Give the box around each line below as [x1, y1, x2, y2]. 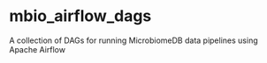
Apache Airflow [9, 44, 66, 54]
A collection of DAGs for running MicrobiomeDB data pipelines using [9, 35, 258, 45]
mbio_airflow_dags [9, 6, 152, 26]
